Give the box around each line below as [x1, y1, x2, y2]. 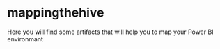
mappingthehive [7, 5, 104, 21]
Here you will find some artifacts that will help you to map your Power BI [7, 28, 214, 36]
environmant [7, 35, 44, 43]
